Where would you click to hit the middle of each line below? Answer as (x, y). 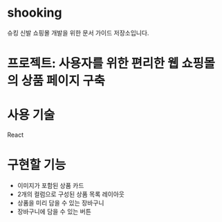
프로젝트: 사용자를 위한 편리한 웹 (93, 63)
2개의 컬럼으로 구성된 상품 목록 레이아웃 (71, 194)
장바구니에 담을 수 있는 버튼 (54, 212)
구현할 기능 (37, 165)
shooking (35, 13)
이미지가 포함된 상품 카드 (50, 186)
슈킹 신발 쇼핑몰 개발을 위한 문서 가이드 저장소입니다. (78, 33)
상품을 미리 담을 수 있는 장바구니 (61, 203)
